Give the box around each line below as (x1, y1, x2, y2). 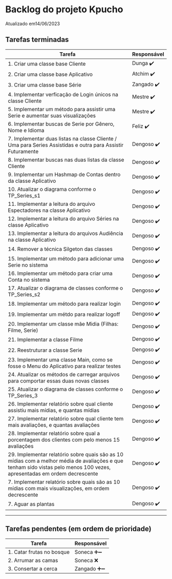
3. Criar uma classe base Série (8, 81, 82, 89)
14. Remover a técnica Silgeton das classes (8, 246, 113, 253)
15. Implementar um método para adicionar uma (8, 255, 124, 262)
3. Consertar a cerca (8, 565, 58, 572)
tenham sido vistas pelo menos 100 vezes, (8, 463, 111, 470)
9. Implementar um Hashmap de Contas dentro (8, 170, 121, 178)
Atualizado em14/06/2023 (5, 20, 60, 27)
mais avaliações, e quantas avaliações (8, 421, 100, 428)
